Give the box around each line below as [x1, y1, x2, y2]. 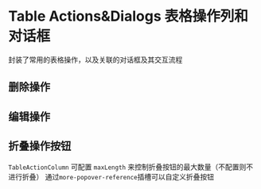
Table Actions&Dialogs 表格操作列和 [8, 7, 248, 25]
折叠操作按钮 [8, 140, 72, 153]
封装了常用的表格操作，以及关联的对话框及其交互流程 [8, 55, 183, 64]
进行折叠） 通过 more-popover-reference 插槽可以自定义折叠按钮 [8, 172, 215, 181]
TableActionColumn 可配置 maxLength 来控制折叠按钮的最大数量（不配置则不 [8, 162, 253, 172]
